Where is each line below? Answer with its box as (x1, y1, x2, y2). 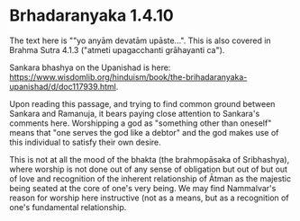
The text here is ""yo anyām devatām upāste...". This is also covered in (9, 35, 272, 46)
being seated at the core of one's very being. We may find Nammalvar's (9, 182, 277, 193)
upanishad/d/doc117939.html (9, 81, 117, 92)
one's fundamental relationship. (9, 201, 127, 212)
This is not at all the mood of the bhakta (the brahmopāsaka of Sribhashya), (9, 154, 290, 164)
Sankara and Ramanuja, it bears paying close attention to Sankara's (9, 108, 260, 119)
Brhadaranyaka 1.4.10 (9, 5, 174, 26)
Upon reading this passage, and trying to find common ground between (9, 98, 276, 109)
